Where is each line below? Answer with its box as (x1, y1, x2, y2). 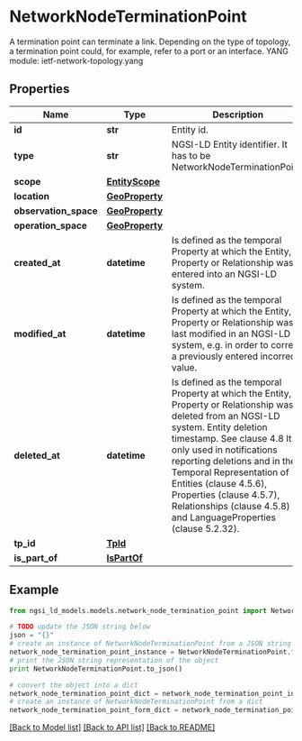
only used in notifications (171, 444, 278, 456)
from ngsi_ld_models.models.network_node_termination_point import (9, 606, 268, 615)
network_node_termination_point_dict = (9, 689, 159, 698)
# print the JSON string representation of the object (9, 655, 219, 664)
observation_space (13, 205, 98, 217)
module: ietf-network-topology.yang (9, 55, 144, 66)
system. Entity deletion (171, 421, 268, 434)
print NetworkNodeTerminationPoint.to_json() (9, 664, 182, 673)
